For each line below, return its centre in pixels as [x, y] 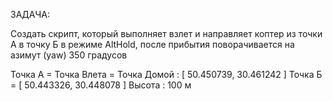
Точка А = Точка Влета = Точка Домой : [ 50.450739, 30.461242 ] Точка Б [166, 74]
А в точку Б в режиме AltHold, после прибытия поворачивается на [152, 44]
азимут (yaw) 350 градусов [69, 55]
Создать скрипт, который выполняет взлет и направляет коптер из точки [166, 33]
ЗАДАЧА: [30, 14]
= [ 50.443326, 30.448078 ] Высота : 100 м [101, 85]
